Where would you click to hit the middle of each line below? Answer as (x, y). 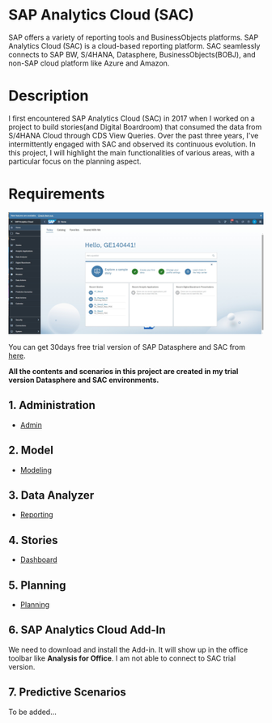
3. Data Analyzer (51, 495)
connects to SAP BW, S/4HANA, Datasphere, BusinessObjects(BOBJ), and (132, 54)
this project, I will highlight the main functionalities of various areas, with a (132, 152)
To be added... (32, 712)
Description (49, 96)
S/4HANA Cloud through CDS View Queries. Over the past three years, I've (134, 135)
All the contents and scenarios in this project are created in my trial (123, 371)
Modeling (36, 470)
